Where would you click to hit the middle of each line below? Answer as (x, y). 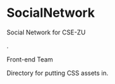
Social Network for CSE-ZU (46, 32)
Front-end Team (30, 59)
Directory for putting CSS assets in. (57, 73)
